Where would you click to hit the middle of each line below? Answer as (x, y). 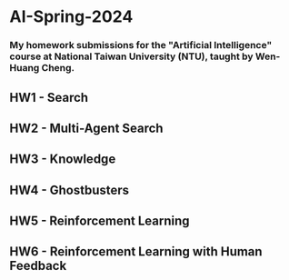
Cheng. (58, 68)
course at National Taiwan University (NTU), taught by (131, 56)
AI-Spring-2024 (71, 17)
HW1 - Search (49, 97)
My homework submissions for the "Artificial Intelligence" (141, 45)
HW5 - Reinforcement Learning (100, 221)
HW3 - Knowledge (63, 160)
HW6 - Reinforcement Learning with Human (136, 252)
